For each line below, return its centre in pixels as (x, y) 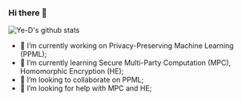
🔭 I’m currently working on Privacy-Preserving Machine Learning (127, 46)
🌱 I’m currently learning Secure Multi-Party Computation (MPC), (125, 63)
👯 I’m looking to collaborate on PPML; (82, 80)
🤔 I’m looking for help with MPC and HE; (86, 88)
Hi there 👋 (28, 13)
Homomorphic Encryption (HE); (72, 71)
